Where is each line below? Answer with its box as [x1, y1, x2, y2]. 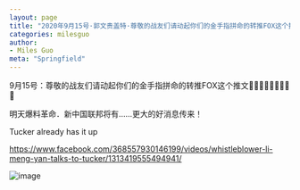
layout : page [9, 12, 58, 22]
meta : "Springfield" [9, 54, 87, 63]
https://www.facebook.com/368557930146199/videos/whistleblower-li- [9, 144, 274, 154]
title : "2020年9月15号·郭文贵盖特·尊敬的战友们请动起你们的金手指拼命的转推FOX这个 [9, 21, 288, 30]
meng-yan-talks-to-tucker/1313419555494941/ [9, 153, 182, 163]
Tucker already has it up [9, 127, 98, 136]
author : [9, 37, 38, 47]
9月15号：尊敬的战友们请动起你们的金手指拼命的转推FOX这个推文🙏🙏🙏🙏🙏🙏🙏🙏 [9, 80, 290, 90]
